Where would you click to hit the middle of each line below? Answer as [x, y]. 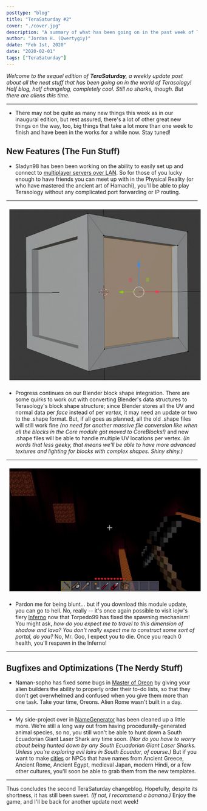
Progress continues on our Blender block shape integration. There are [102, 393]
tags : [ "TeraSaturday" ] [36, 58]
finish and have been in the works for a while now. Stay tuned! [93, 132]
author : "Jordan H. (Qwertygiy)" [49, 39]
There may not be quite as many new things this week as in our [94, 113]
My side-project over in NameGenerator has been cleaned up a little [100, 719]
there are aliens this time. [38, 95]
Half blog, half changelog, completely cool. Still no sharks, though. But [95, 89]
